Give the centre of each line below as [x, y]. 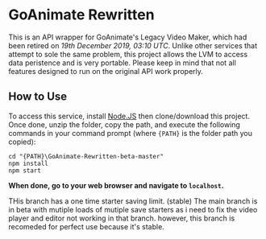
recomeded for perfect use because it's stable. [87, 226]
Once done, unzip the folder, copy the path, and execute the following [124, 124]
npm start [25, 171]
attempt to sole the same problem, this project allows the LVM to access [128, 54]
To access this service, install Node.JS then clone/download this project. [129, 116]
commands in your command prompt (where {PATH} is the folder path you [130, 133]
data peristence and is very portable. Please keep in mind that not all [122, 63]
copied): [22, 142]
